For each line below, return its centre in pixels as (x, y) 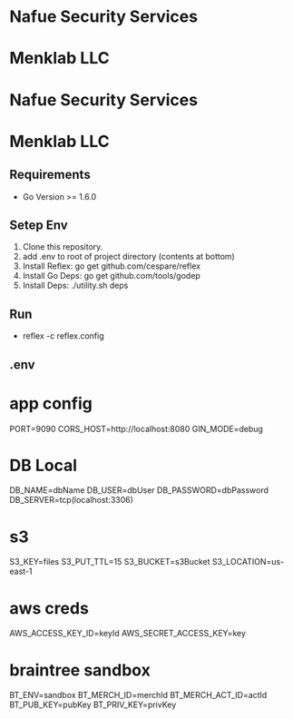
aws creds (49, 608)
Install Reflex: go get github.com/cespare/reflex (112, 266)
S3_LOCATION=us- (248, 562)
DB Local (43, 465)
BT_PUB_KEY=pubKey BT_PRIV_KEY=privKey (93, 704)
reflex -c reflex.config (63, 336)
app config (51, 404)
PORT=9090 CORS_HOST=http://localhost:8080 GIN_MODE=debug (136, 428)
